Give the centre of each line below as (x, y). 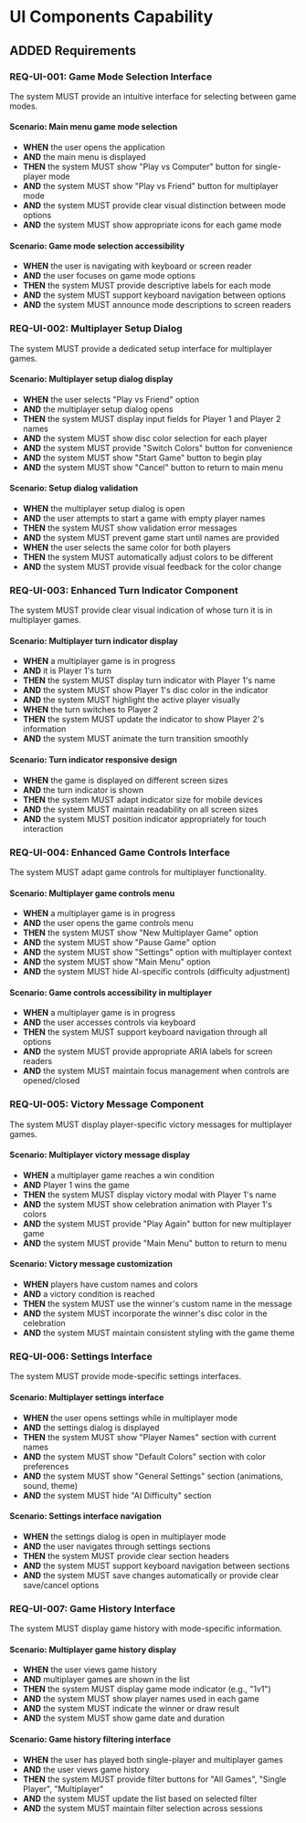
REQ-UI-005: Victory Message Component (106, 1104)
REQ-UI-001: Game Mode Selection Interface (111, 77)
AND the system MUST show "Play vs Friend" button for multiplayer (150, 186)
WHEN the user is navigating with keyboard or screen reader (137, 266)
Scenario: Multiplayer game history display (93, 1649)
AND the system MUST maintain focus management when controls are (156, 1071)
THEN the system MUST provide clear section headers (126, 1555)
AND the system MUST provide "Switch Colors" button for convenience (158, 448)
